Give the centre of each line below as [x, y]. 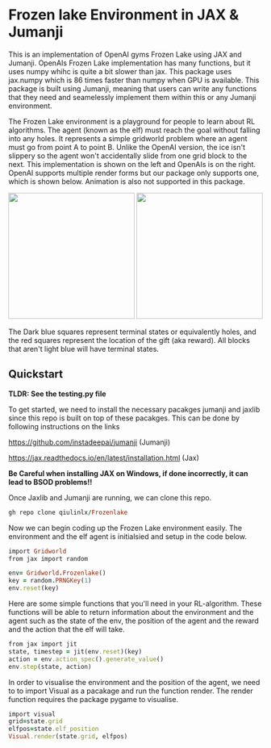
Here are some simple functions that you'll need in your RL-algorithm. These [135, 604]
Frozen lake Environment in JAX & [124, 15]
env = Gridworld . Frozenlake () [57, 573]
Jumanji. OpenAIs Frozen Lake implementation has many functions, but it [130, 63]
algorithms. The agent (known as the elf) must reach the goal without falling [134, 130]
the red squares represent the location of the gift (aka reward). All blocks [129, 340]
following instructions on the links [64, 426]
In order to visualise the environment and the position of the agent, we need [134, 682]
